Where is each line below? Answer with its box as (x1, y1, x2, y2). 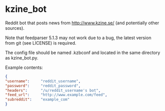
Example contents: (5, 64, 43, 70)
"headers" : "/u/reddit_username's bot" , (5, 88, 101, 93)
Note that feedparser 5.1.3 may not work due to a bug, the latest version (5, 35, 152, 41)
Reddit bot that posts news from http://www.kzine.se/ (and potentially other (5, 20, 160, 26)
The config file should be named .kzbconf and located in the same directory (5, 50, 161, 55)
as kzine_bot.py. (5, 55, 39, 60)
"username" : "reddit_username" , (5, 78, 81, 84)
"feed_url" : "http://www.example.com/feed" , (5, 93, 108, 98)
